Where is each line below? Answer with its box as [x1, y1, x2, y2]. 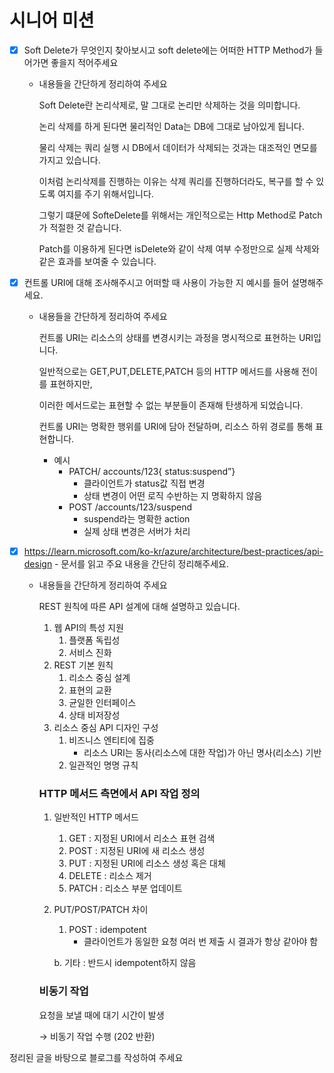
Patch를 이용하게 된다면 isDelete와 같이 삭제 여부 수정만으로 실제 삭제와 [38, 243, 320, 255]
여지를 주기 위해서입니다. [57, 188, 154, 200]
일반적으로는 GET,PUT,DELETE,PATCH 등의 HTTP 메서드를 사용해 [38, 366, 300, 378]
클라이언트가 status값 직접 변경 [83, 477, 206, 490]
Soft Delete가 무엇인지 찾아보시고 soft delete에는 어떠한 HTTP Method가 [23, 44, 313, 56]
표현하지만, [49, 378, 93, 390]
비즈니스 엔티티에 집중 [68, 734, 155, 746]
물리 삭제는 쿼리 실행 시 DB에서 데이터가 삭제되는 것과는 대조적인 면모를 [38, 142, 318, 153]
